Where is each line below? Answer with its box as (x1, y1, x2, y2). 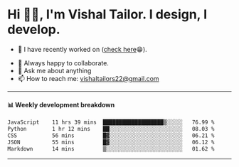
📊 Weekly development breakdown (7, 100, 115, 109)
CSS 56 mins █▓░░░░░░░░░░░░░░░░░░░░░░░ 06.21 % (7, 131, 215, 139)
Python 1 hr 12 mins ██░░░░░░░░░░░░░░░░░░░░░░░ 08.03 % (7, 126, 215, 133)
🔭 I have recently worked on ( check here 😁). (17, 45, 147, 53)
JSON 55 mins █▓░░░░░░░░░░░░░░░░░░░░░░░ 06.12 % (7, 139, 215, 146)
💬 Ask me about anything (17, 66, 92, 75)
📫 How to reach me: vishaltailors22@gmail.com (17, 74, 159, 82)
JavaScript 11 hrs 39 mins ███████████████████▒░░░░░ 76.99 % (7, 119, 215, 126)
